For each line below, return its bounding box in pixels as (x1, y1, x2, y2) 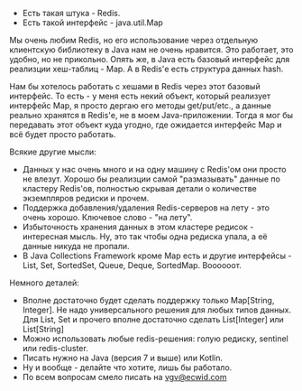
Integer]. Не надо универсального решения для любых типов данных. (22, 304, 291, 315)
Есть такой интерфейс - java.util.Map (22, 17, 164, 28)
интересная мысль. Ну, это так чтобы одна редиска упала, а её (22, 231, 268, 242)
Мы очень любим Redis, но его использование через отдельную (9, 35, 259, 45)
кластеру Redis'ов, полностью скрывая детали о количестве (22, 183, 257, 193)
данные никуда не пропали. (22, 241, 130, 251)
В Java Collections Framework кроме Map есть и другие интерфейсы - (22, 250, 292, 261)
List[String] (22, 324, 65, 334)
